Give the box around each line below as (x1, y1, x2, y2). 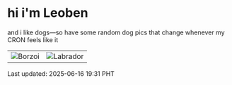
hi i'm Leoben (7, 5, 88, 21)
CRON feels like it (7, 35, 59, 44)
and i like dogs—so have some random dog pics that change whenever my (7, 28, 225, 37)
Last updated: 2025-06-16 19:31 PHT (7, 69, 115, 78)
